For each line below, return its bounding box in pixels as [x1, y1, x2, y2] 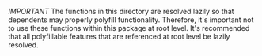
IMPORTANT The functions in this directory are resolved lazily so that [8, 7, 235, 16]
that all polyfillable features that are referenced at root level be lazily [8, 32, 230, 41]
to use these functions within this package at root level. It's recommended [8, 24, 250, 32]
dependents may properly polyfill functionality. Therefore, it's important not [8, 15, 254, 24]
